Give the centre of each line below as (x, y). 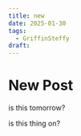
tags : (17, 31)
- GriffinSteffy (43, 38)
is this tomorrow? (37, 108)
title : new (26, 16)
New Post (41, 86)
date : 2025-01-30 (37, 23)
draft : (19, 46)
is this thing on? (34, 124)
